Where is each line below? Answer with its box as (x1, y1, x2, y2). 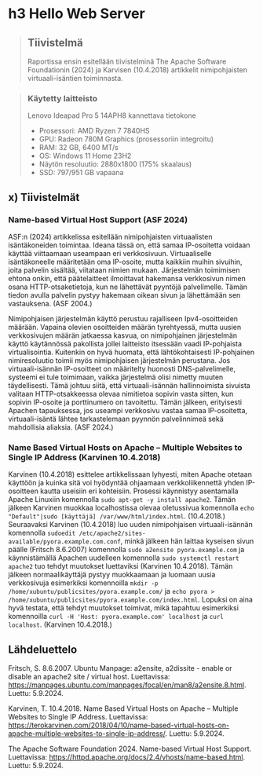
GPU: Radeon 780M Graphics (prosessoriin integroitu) (38, 134, 214, 144)
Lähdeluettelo (8, 642, 78, 656)
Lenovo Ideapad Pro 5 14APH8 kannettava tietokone (27, 111, 196, 120)
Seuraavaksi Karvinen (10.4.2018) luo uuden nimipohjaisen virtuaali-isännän (8, 520, 253, 529)
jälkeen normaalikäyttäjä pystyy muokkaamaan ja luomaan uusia (8, 570, 216, 580)
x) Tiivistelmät (8, 190, 80, 204)
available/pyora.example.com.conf (8, 538, 122, 546)
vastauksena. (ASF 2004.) (8, 298, 93, 308)
